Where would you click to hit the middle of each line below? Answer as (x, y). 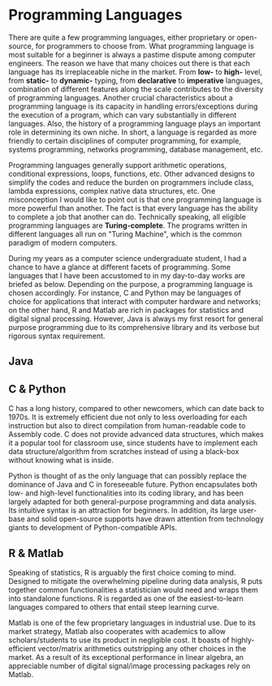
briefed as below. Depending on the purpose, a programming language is (131, 284)
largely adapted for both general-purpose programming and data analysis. (133, 502)
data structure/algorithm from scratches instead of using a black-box (124, 452)
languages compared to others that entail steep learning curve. (114, 607)
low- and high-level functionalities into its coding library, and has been (126, 493)
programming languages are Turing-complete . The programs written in (128, 225)
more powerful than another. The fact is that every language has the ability (133, 208)
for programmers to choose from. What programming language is (145, 45)
